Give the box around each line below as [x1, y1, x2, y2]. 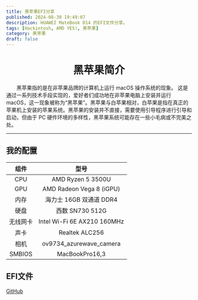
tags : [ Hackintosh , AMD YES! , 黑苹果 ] [6, 25, 99, 31]
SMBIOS [9, 250, 32, 258]
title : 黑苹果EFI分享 [6, 8, 55, 15]
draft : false [6, 36, 38, 42]
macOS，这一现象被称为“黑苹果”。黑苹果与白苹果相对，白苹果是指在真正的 [6, 99, 189, 106]
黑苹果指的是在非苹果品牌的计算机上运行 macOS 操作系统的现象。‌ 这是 [16, 84, 189, 91]
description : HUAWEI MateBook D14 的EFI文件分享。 [6, 20, 128, 25]
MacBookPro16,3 [57, 250, 106, 258]
